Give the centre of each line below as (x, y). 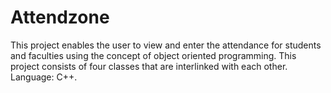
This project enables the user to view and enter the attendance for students (166, 45)
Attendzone (60, 17)
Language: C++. (44, 77)
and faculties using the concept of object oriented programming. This (153, 55)
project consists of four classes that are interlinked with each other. (149, 66)
